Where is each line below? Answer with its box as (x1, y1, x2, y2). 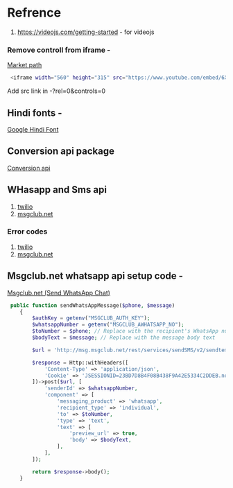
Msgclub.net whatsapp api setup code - (7, 270, 184, 282)
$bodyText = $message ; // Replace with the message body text (32, 334, 216, 341)
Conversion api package (7, 146, 115, 157)
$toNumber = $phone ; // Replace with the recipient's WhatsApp (32, 328, 218, 335)
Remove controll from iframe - (7, 45, 111, 55)
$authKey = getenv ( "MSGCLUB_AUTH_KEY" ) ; (32, 315, 150, 322)
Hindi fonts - (7, 107, 62, 119)
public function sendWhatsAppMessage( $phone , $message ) (10, 302, 175, 309)
